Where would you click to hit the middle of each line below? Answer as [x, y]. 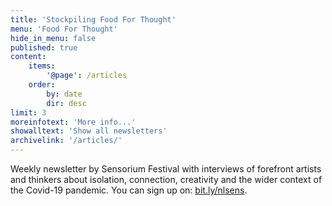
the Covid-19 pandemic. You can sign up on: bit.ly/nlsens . [129, 190]
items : [42, 66]
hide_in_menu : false [53, 38]
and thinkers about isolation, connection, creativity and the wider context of [166, 179]
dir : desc [66, 103]
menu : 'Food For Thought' [64, 29]
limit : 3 [28, 112]
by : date [64, 94]
